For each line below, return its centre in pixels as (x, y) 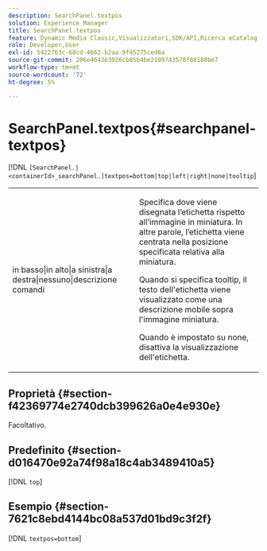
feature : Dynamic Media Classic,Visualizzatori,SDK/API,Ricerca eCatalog (133, 38)
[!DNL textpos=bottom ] (45, 538)
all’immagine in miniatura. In (191, 222)
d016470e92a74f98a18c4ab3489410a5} (112, 462)
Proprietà (32, 393)
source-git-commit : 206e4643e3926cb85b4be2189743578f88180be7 (113, 60)
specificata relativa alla (182, 252)
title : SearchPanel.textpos (55, 30)
